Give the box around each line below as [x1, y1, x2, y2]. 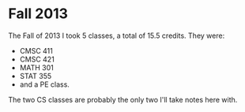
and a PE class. [19, 80, 70, 89]
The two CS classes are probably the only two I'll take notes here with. [8, 95, 238, 104]
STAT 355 [19, 71, 52, 80]
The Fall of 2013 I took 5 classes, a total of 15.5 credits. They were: [8, 31, 225, 40]
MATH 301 [19, 62, 54, 72]
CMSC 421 [19, 54, 55, 64]
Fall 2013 [8, 5, 69, 23]
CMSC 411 [19, 46, 53, 55]
